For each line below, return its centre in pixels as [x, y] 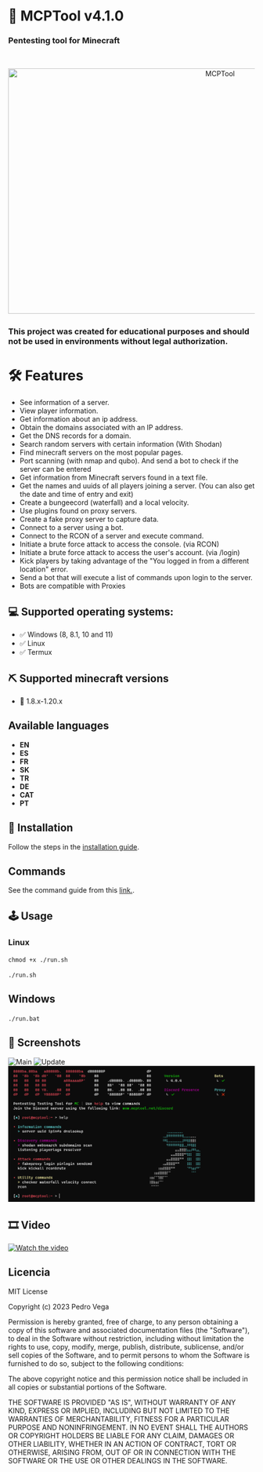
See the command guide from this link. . [71, 890]
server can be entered [55, 469]
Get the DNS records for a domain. [75, 436]
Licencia [29, 1272]
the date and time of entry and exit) [76, 495]
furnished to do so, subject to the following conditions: [96, 1363]
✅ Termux [36, 652]
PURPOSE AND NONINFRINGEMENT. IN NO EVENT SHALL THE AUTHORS [128, 1427]
